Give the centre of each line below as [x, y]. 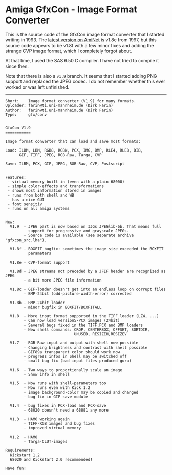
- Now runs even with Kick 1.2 [57, 387]
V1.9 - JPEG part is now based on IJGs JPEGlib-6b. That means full [85, 226]
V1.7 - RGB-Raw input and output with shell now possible [74, 343]
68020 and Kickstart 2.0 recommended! [51, 459]
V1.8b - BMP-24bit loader [38, 303]
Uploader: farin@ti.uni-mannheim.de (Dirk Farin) [59, 105]
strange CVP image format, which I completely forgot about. [69, 51]
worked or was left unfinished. [37, 87]
